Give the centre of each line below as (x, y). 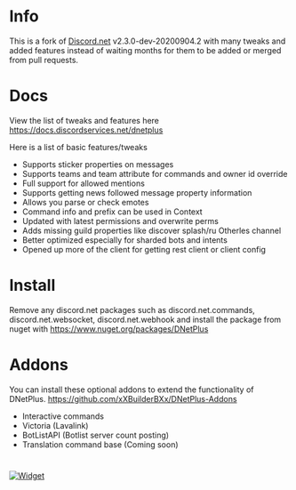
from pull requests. (44, 60)
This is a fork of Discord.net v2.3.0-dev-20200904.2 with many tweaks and (148, 41)
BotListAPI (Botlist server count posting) (96, 435)
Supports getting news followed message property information (137, 192)
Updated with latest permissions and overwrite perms (120, 221)
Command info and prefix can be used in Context (112, 212)
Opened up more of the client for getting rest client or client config (144, 249)
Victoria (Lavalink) (55, 425)
